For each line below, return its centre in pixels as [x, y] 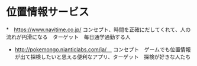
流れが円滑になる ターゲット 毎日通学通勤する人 [68, 37]
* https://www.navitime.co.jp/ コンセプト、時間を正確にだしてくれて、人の [98, 29]
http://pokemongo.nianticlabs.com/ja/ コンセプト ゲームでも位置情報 [103, 49]
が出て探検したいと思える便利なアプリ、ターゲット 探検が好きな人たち [103, 57]
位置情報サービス [48, 12]
